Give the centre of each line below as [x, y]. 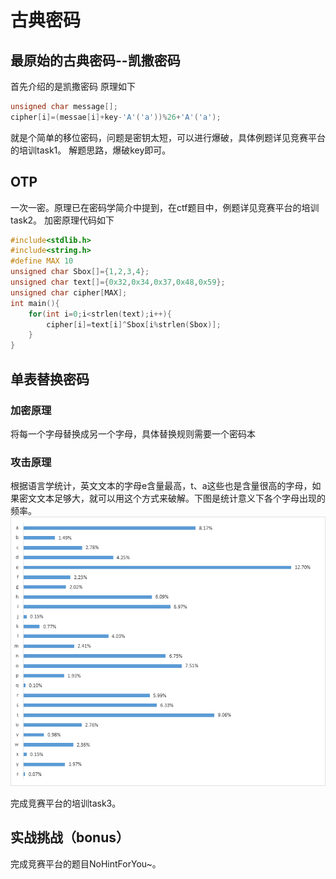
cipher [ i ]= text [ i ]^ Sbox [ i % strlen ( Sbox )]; [134, 324]
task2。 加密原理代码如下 [62, 220]
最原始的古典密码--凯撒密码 [95, 60]
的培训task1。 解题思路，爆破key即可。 [91, 150]
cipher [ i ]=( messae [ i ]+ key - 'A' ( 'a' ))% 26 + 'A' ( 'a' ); [116, 117]
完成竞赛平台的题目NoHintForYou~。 [86, 863]
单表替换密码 [50, 379]
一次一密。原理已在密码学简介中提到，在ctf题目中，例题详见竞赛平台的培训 [165, 207]
